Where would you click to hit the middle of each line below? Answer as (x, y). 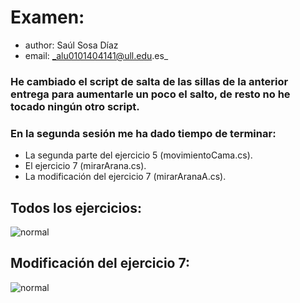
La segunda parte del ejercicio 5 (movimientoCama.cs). (138, 155)
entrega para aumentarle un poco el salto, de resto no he (150, 94)
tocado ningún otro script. (75, 106)
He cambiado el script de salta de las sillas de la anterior (149, 81)
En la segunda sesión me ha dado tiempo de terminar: (143, 133)
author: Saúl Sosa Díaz (71, 45)
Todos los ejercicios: (76, 207)
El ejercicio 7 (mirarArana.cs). (85, 166)
